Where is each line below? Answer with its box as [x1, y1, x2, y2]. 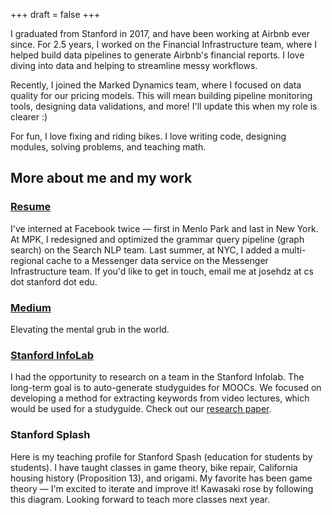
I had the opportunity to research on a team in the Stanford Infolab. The [10, 371, 305, 383]
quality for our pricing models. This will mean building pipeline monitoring [10, 90, 313, 101]
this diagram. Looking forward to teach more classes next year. [10, 493, 270, 505]
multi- [281, 244, 307, 256]
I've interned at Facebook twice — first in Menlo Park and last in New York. [10, 222, 319, 234]
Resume [10, 200, 52, 214]
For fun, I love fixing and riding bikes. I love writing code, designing [10, 130, 287, 142]
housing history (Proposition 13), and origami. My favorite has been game [10, 472, 313, 484]
